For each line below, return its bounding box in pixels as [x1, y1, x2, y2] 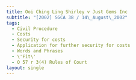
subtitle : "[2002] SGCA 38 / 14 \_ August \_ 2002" [6, 14, 128, 20]
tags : [6, 20, 20, 26]
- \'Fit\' [11, 54, 36, 60]
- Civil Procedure [11, 25, 58, 32]
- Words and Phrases [11, 48, 63, 54]
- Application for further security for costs [11, 43, 131, 49]
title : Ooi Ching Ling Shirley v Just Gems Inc [6, 8, 128, 15]
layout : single [6, 64, 45, 71]
